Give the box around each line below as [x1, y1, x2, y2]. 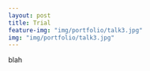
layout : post [8, 11, 51, 20]
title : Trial [8, 19, 51, 27]
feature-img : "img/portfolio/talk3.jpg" [8, 26, 144, 34]
